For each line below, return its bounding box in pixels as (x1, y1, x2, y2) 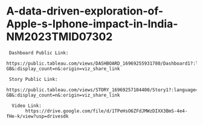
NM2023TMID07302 (6, 30, 113, 43)
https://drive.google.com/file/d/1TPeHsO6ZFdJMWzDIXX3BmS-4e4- (25, 107, 188, 114)
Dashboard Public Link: (8, 50, 69, 56)
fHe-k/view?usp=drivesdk (6, 113, 69, 119)
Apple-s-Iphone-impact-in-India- (6, 17, 178, 31)
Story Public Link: (8, 76, 59, 82)
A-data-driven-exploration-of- (6, 4, 164, 18)
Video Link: (11, 103, 42, 109)
